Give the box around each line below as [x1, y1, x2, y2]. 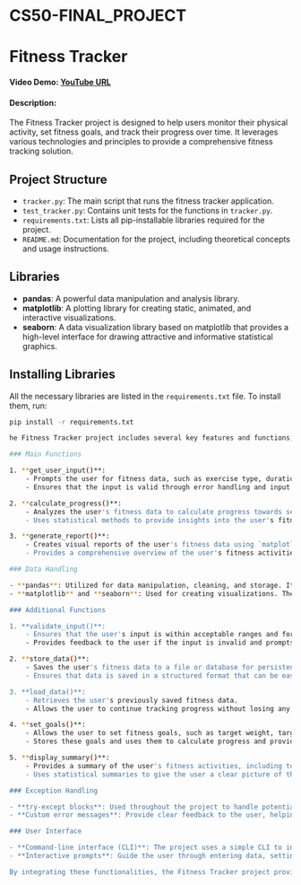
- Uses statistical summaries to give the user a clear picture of [25, 769, 282, 779]
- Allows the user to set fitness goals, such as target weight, [25, 729, 275, 738]
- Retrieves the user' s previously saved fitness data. [25, 696, 239, 705]
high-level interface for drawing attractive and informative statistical [21, 331, 273, 342]
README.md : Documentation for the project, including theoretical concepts [21, 233, 291, 244]
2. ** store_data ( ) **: [9, 654, 90, 664]
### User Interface [9, 827, 82, 836]
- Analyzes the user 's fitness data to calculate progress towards [25, 507, 282, 516]
